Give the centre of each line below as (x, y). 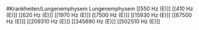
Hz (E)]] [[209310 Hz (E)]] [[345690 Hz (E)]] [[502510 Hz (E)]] (83, 21)
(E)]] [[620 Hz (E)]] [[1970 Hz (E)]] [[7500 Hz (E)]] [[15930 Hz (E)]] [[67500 (99, 15)
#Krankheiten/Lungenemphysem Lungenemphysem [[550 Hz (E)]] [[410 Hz (100, 9)
